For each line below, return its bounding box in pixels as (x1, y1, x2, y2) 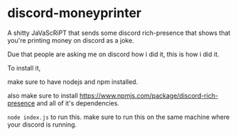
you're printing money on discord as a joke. (7, 36, 134, 44)
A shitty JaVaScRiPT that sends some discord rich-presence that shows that (7, 28, 231, 37)
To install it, (7, 63, 41, 72)
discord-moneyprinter (7, 5, 142, 21)
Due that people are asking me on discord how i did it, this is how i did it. (7, 50, 220, 58)
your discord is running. (7, 120, 77, 129)
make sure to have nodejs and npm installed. (7, 77, 139, 86)
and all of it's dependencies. (36, 98, 119, 108)
